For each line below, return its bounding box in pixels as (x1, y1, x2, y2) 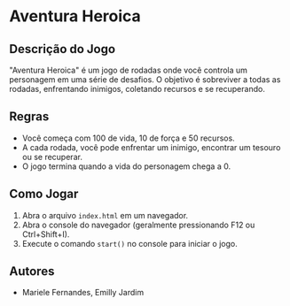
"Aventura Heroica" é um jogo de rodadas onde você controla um (9, 65, 248, 75)
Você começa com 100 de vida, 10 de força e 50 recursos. (21, 133, 235, 143)
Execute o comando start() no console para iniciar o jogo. (21, 238, 238, 249)
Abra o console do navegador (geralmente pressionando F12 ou (21, 219, 255, 230)
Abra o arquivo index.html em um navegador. (21, 210, 189, 220)
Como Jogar (9, 187, 79, 202)
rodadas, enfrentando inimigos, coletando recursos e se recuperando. (9, 84, 266, 94)
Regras (9, 109, 50, 125)
